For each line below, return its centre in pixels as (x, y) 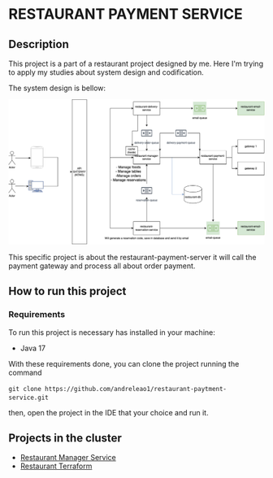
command (25, 372)
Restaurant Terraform (56, 466)
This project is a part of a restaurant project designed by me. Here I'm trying (136, 63)
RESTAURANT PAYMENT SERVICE (126, 14)
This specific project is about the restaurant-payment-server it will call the (132, 257)
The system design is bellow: (57, 88)
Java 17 (33, 348)
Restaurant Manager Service (68, 458)
